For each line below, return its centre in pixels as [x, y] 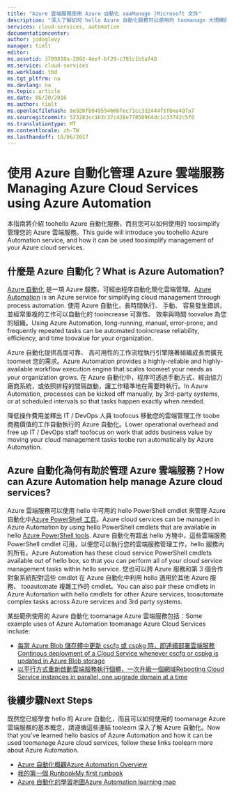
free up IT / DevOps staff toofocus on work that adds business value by [110, 432]
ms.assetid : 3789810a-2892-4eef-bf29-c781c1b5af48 [82, 59]
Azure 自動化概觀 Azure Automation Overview [82, 764]
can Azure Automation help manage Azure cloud [115, 482]
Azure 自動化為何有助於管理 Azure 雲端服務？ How [116, 471]
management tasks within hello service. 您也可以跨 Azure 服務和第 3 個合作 [115, 569]
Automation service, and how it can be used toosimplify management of [110, 240]
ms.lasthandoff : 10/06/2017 [48, 137]
